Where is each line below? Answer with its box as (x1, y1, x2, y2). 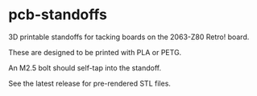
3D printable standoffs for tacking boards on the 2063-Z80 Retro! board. (8, 32, 250, 42)
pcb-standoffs (8, 6, 107, 24)
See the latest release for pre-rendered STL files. (8, 78, 172, 88)
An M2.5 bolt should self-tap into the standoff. (8, 62, 162, 73)
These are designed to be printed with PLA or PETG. (8, 47, 182, 57)
